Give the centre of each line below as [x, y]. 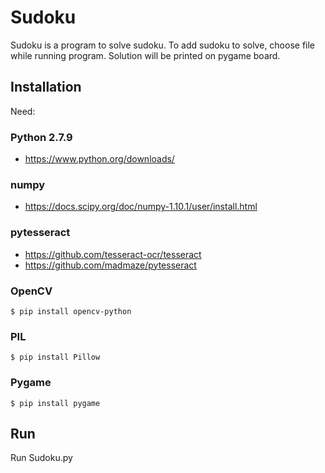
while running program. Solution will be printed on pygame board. [145, 55]
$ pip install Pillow [55, 357]
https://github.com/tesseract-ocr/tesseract [113, 254]
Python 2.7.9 [41, 137]
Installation [46, 87]
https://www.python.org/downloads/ [99, 159]
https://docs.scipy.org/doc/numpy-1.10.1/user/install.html [141, 207]
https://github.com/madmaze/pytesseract [110, 265]
